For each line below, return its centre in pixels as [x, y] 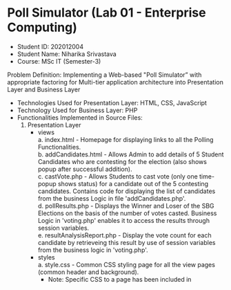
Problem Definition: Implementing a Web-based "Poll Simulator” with [104, 75]
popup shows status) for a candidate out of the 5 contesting [123, 183]
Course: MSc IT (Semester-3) [59, 61]
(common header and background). [88, 272]
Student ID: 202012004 [50, 46]
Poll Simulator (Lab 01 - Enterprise [107, 13]
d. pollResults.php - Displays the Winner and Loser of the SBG [126, 206]
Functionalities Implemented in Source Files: [80, 117]
